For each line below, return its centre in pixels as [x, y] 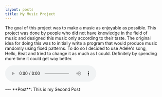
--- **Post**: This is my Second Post [43, 89]
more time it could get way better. [39, 58]
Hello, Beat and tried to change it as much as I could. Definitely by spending [81, 53]
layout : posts [19, 9]
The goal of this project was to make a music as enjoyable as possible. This [81, 28]
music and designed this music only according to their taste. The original [78, 38]
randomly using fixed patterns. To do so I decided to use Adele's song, [76, 48]
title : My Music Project [30, 14]
